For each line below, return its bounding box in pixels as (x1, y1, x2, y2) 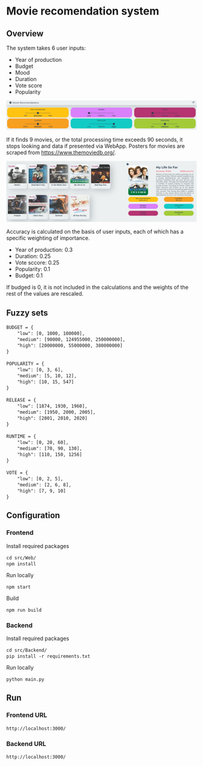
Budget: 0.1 (14, 272, 43, 279)
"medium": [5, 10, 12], (17, 373, 77, 379)
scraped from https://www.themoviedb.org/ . (6, 148, 117, 156)
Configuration (6, 510, 60, 521)
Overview (6, 28, 44, 39)
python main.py (6, 676, 45, 682)
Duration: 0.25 (14, 253, 51, 260)
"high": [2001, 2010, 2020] (17, 415, 88, 421)
